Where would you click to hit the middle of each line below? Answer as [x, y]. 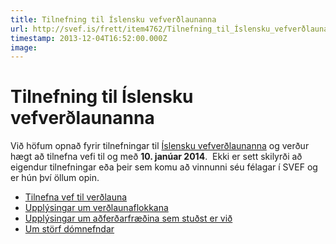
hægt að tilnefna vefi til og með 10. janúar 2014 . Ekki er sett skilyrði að [156, 157]
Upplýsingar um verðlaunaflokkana [96, 208]
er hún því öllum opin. [55, 178]
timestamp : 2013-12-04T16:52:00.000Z [89, 38]
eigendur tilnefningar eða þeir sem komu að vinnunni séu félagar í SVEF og [164, 167]
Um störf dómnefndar [69, 229]
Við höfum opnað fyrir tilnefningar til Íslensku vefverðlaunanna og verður [160, 146]
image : [24, 47]
